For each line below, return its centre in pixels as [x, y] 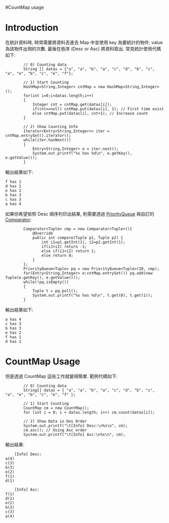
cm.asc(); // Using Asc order [55, 430]
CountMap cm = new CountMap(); [56, 408]
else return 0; [57, 255]
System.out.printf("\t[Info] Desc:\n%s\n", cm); [76, 426]
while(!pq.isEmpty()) [46, 282]
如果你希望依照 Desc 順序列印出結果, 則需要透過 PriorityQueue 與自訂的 [80, 214]
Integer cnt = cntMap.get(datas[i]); [72, 104]
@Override [43, 233]
